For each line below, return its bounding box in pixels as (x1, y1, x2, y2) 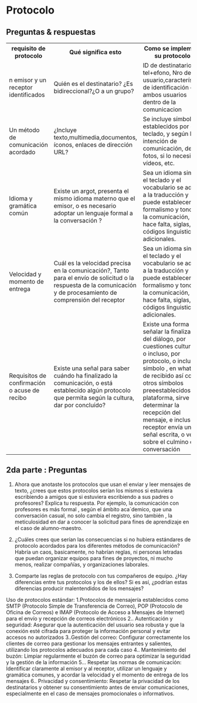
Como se (144, 45, 170, 52)
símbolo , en (142, 364, 177, 372)
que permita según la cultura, (53, 394, 135, 402)
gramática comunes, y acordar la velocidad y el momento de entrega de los (6, 671, 189, 678)
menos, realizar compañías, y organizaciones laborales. (14, 561, 150, 568)
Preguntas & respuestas (6, 27, 96, 37)
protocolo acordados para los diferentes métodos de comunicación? (14, 542, 180, 549)
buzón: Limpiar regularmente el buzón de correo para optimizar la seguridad (6, 652, 191, 659)
